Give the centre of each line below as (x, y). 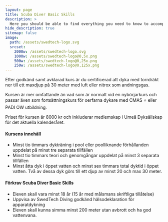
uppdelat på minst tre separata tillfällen (53, 150)
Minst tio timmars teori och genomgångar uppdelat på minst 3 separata (86, 156)
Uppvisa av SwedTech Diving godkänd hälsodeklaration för (73, 199)
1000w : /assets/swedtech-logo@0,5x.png (56, 56)
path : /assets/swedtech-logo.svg (44, 42)
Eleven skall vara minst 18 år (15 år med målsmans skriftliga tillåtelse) (83, 194)
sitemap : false (21, 33)
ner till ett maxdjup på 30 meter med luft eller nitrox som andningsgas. (77, 85)
